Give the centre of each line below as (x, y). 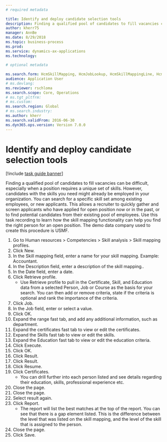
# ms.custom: (19, 102)
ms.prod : (15, 47)
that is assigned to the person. (51, 425)
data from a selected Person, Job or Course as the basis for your (86, 287)
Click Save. (24, 435)
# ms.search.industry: (29, 111)
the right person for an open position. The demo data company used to (78, 225)
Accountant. (25, 261)
